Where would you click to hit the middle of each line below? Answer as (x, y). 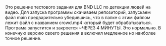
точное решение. (23, 38)
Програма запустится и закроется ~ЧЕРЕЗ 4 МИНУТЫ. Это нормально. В (83, 28)
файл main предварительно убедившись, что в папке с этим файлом (78, 17)
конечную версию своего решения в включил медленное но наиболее (81, 33)
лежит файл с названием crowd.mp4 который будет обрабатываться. (79, 23)
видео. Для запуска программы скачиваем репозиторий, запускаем (78, 12)
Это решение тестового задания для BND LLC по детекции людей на (78, 7)
